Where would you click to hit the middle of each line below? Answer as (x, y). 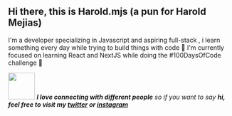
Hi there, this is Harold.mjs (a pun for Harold (107, 12)
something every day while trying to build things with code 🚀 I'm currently (116, 47)
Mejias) (25, 23)
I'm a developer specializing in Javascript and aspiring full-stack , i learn (114, 40)
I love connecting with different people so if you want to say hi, (131, 97)
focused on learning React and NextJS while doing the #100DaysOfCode (115, 55)
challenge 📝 (26, 63)
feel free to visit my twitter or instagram (68, 104)
